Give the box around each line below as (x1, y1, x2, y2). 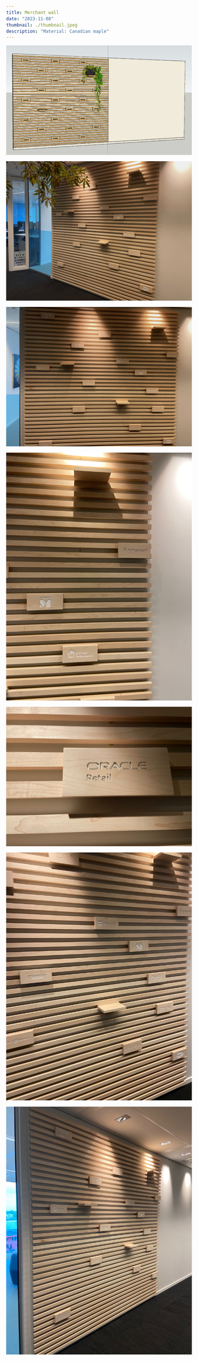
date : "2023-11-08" (6, 15, 54, 22)
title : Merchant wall (6, 9, 60, 15)
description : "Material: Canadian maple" (6, 28, 110, 34)
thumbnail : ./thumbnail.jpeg (6, 22, 78, 28)
